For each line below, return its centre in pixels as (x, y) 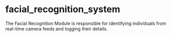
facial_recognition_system (63, 9)
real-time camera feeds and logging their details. (57, 28)
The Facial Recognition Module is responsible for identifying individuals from (86, 23)
